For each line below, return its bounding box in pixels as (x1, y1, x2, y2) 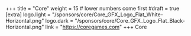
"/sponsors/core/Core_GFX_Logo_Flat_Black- (75, 17, 186, 24)
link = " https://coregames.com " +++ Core (45, 23, 147, 30)
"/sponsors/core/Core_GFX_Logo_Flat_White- (51, 11, 163, 18)
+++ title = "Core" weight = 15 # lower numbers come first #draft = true (5, 5, 180, 12)
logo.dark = (45, 17, 74, 24)
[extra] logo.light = (5, 11, 51, 18)
